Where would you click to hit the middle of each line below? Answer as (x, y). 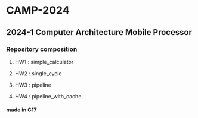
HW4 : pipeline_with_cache (48, 96)
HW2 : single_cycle (38, 73)
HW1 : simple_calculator (44, 62)
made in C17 (21, 110)
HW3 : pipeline (33, 85)
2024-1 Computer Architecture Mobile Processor (99, 32)
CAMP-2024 (38, 10)
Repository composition (42, 49)
